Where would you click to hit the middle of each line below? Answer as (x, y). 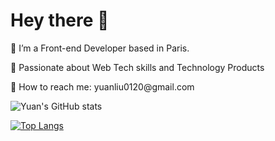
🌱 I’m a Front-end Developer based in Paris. (100, 48)
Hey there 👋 (60, 20)
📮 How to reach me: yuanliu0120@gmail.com (102, 86)
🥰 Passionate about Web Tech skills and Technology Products (137, 67)
